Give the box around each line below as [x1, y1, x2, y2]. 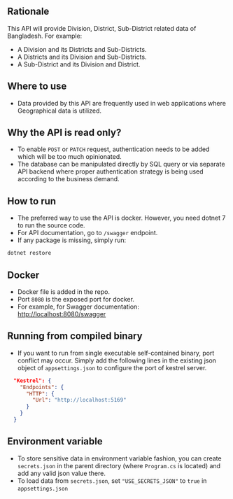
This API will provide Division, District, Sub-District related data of [7, 24, 197, 32]
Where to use [7, 80, 67, 92]
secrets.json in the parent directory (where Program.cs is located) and [17, 461, 221, 470]
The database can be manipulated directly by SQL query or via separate [17, 160, 225, 169]
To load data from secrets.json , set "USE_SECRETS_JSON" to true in [17, 476, 207, 485]
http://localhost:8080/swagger [17, 309, 106, 318]
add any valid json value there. [17, 469, 106, 477]
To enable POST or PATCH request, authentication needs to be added [17, 145, 210, 153]
